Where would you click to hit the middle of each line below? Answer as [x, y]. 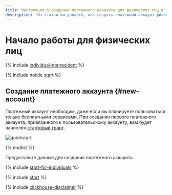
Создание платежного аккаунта [59, 91]
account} [20, 99]
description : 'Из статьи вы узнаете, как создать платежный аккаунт [80, 15]
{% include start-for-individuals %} [42, 167]
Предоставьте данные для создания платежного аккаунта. [70, 158]
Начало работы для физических [78, 40]
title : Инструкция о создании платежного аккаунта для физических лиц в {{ [88, 10]
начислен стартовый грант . [35, 128]
